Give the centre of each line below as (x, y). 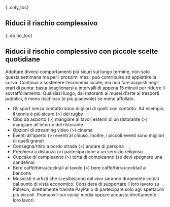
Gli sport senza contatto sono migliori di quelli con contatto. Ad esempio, (89, 108)
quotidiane (23, 60)
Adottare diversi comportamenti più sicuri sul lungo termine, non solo (78, 72)
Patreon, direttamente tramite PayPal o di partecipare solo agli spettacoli (88, 189)
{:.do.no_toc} (19, 36)
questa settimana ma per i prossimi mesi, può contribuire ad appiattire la (81, 77)
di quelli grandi (28, 141)
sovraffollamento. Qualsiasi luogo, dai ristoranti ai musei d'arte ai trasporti (82, 93)
